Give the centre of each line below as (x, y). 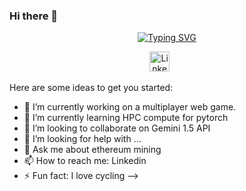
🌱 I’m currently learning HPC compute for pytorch (126, 118)
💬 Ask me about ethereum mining (92, 150)
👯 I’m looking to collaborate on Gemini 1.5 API (117, 128)
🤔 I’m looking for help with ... (82, 139)
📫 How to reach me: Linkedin (85, 161)
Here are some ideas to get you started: (91, 88)
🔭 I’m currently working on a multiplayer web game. (130, 107)
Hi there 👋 (34, 16)
